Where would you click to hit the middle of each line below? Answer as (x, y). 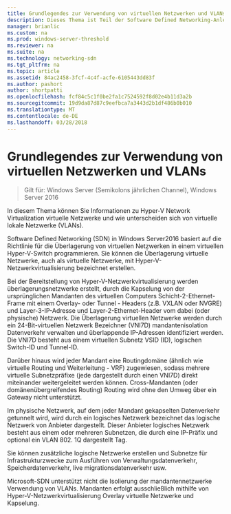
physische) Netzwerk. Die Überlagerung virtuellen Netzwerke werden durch (114, 318)
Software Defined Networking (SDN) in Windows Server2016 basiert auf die (114, 239)
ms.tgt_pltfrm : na (33, 65)
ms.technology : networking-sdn (52, 59)
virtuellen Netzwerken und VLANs (107, 171)
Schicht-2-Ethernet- (186, 296)
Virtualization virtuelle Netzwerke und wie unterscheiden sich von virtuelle (112, 218)
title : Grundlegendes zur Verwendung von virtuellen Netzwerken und (107, 13)
